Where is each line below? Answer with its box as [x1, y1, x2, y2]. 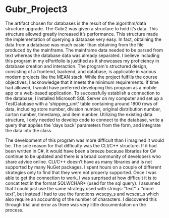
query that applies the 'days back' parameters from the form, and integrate [5, 122, 161, 128]
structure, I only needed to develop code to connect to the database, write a [5, 117, 164, 123]
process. [5, 207, 24, 213]
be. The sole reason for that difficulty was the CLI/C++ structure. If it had [5, 142, 157, 148]
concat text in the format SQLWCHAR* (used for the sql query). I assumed [5, 180, 160, 186]
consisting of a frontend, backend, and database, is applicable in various [5, 68, 156, 74]
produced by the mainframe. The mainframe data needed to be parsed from [5, 47, 163, 53]
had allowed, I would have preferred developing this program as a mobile [5, 84, 157, 90]
